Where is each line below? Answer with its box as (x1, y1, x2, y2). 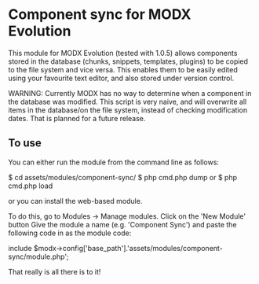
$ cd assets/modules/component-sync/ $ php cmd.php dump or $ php (8, 172, 238, 182)
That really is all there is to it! (8, 267, 101, 276)
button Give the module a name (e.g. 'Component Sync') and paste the (8, 219, 237, 229)
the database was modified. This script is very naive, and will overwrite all (8, 97, 247, 106)
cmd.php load (8, 181, 53, 190)
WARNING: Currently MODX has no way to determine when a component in (8, 88, 252, 98)
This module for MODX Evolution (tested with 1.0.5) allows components (8, 48, 238, 57)
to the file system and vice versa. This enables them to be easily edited (8, 65, 238, 74)
